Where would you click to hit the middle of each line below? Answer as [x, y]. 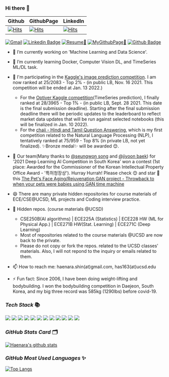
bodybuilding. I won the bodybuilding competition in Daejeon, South [83, 286]
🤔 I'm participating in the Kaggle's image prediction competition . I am [84, 77]
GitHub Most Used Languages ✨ [46, 358]
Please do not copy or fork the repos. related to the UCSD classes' [89, 246]
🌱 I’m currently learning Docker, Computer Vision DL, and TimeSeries [84, 62]
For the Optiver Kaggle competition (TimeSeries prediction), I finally [90, 98]
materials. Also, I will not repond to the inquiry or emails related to [88, 251]
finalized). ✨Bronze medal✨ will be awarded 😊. [70, 146]
